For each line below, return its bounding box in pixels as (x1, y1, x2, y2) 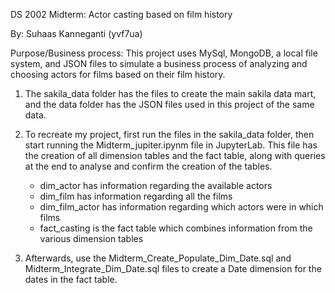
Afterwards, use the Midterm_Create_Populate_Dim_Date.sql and (24, 252, 292, 264)
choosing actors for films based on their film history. (10, 69, 226, 80)
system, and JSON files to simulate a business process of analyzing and (10, 58, 308, 69)
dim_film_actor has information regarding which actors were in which (39, 201, 324, 213)
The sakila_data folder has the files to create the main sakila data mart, (24, 88, 317, 99)
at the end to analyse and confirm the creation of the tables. (24, 160, 273, 172)
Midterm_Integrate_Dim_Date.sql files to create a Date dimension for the (24, 263, 322, 274)
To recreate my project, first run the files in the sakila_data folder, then (24, 129, 315, 140)
